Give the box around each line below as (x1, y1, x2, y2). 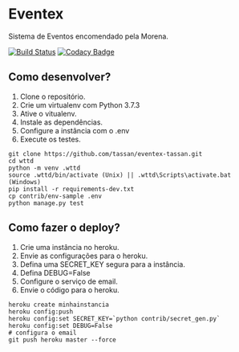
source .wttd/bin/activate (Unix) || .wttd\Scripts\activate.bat (8, 170, 231, 179)
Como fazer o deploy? (8, 221, 120, 235)
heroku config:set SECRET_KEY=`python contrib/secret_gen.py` (8, 314, 221, 322)
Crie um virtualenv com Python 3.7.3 (19, 100, 140, 109)
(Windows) (8, 178, 42, 186)
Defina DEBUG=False (19, 268, 91, 277)
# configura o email (8, 329, 78, 337)
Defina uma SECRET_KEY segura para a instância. (19, 259, 186, 269)
